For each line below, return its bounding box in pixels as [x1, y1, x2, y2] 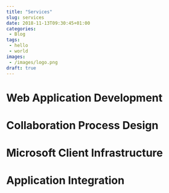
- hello [8, 43, 28, 49]
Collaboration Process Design [6, 118, 159, 132]
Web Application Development [6, 91, 163, 104]
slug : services [6, 14, 45, 21]
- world [8, 48, 28, 54]
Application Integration [6, 174, 125, 188]
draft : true [6, 65, 36, 71]
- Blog [8, 31, 26, 37]
